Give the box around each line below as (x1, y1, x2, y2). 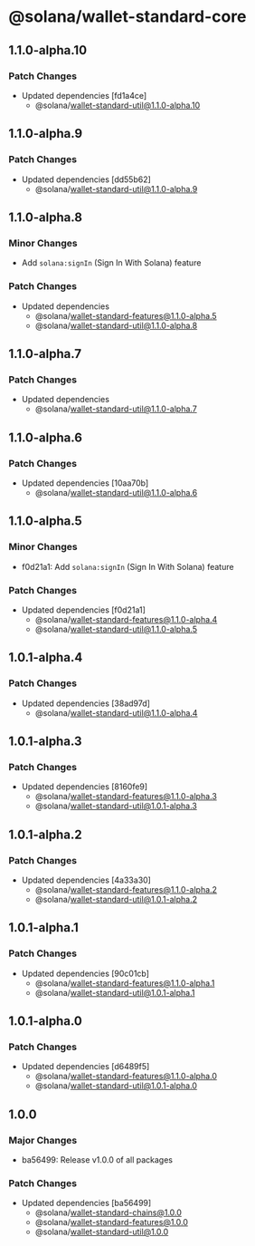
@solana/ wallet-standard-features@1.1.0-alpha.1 (34, 977, 215, 989)
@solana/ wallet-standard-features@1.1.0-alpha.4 (34, 613, 218, 624)
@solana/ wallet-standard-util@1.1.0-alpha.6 (34, 487, 198, 497)
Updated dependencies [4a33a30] (21, 874, 151, 885)
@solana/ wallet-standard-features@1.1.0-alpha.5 (34, 310, 218, 321)
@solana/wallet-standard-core (8, 6, 247, 27)
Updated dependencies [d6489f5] (21, 1061, 150, 1072)
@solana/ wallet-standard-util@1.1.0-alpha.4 (34, 707, 198, 718)
